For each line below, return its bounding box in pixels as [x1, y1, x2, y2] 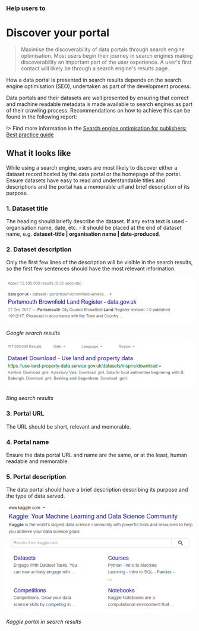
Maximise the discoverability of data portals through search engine [20, 46, 185, 53]
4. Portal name [6, 438, 49, 446]
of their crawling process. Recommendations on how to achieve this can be [6, 107, 191, 114]
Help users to [6, 4, 46, 13]
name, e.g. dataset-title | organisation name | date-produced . [6, 230, 160, 238]
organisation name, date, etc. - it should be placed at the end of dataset [6, 224, 182, 231]
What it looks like [6, 148, 71, 158]
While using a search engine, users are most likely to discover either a [6, 164, 178, 171]
